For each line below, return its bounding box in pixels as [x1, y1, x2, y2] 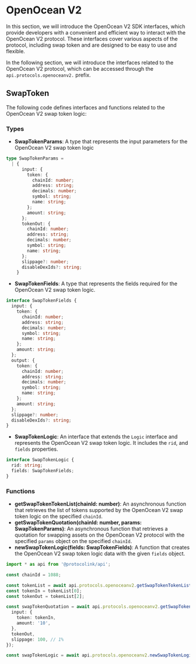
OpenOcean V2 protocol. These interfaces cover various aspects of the [6, 35, 178, 42]
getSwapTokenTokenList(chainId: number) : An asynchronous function [14, 500, 187, 507]
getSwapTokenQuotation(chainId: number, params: [14, 519, 142, 526]
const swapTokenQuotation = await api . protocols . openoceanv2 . [6, 604, 160, 610]
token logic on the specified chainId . [14, 513, 103, 520]
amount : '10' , [16, 620, 51, 626]
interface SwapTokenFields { [6, 298, 77, 304]
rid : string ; [11, 462, 43, 468]
